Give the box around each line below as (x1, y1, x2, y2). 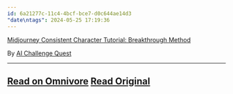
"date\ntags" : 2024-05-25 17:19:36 (7, 17, 110, 23)
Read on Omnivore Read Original (7, 75, 150, 87)
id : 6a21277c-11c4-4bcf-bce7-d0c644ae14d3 (7, 10, 132, 17)
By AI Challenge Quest (7, 49, 71, 57)
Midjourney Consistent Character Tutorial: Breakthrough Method (7, 35, 191, 44)
